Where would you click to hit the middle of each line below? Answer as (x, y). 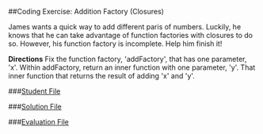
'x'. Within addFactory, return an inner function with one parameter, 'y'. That (132, 67)
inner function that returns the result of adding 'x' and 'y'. (102, 76)
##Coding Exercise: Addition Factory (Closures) (86, 11)
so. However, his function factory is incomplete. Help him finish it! (115, 44)
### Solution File (35, 107)
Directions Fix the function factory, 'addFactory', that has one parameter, (128, 59)
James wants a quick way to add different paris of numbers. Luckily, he (125, 27)
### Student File (34, 91)
